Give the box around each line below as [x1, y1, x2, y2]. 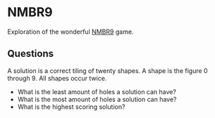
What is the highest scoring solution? [17, 103, 125, 111]
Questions [7, 48, 54, 60]
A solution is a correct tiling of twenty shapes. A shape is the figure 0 [7, 66, 208, 74]
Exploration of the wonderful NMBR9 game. [7, 27, 134, 36]
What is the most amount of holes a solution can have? [17, 95, 178, 103]
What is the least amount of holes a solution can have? [17, 87, 176, 96]
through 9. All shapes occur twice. [7, 74, 107, 82]
